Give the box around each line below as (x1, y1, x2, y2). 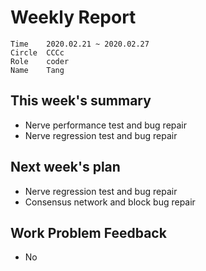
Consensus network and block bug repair (24, 196, 196, 208)
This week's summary (10, 92, 152, 110)
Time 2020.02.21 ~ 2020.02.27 (10, 39, 150, 49)
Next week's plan (10, 159, 121, 176)
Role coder (10, 56, 70, 66)
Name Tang (10, 65, 65, 75)
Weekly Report (10, 6, 137, 29)
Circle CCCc (10, 47, 65, 58)
